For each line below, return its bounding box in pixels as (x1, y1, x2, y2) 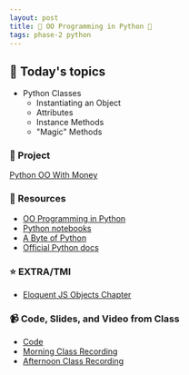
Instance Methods (35, 117, 104, 128)
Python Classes (22, 88, 82, 99)
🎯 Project (9, 149, 51, 162)
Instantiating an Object (35, 97, 121, 109)
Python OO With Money (9, 170, 98, 181)
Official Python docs (22, 242, 100, 252)
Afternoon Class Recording (22, 356, 124, 367)
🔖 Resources (9, 192, 66, 205)
